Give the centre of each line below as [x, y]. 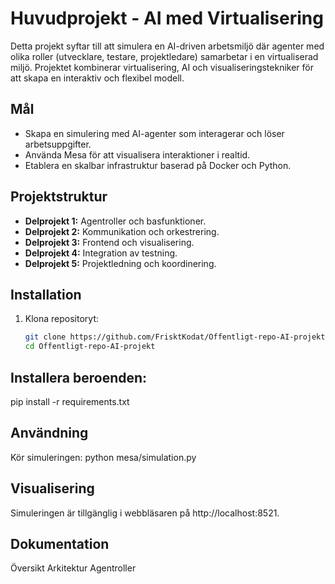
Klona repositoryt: [62, 319]
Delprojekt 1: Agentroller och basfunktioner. [115, 221]
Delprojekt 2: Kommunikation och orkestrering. [122, 231]
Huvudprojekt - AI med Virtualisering [167, 18]
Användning [49, 433]
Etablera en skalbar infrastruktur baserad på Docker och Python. [158, 165]
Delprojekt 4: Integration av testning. [101, 253]
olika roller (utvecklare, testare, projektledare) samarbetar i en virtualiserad [164, 56]
